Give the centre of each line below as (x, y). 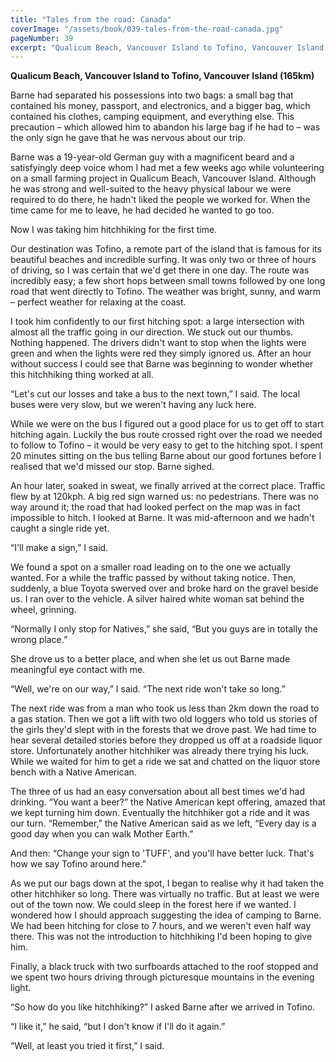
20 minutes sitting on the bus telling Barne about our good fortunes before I (166, 456)
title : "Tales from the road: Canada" (91, 19)
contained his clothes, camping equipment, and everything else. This (152, 117)
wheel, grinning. (43, 610)
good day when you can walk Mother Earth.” (102, 834)
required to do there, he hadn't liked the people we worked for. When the (160, 200)
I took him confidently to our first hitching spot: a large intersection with (157, 322)
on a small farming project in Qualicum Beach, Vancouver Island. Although (163, 178)
